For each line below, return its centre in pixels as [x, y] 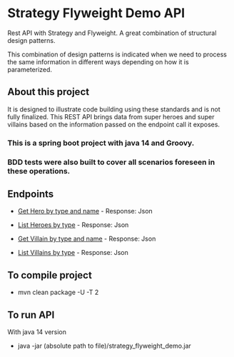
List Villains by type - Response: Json [73, 253]
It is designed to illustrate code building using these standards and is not [114, 109]
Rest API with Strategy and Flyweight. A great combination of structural [112, 33]
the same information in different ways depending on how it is [98, 61]
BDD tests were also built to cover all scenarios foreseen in [111, 162]
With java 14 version [37, 332]
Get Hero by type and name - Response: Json [85, 211]
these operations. [39, 171]
